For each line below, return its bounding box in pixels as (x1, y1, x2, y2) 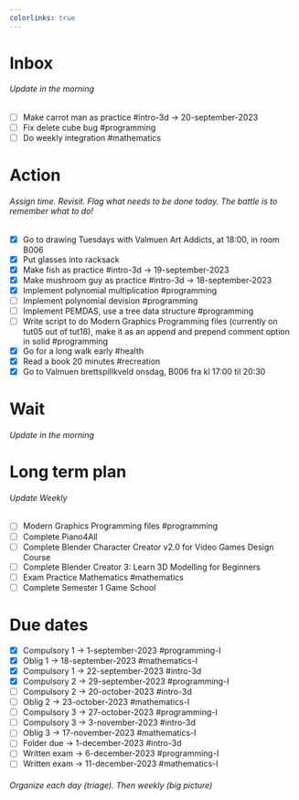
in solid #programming (22, 336, 108, 347)
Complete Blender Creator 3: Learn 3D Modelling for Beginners (22, 561, 261, 572)
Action (9, 165, 61, 186)
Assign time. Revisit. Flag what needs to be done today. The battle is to (9, 196, 278, 207)
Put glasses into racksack (22, 253, 120, 265)
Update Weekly (9, 492, 68, 503)
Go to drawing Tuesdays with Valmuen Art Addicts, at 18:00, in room (22, 234, 281, 245)
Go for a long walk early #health (22, 346, 144, 357)
